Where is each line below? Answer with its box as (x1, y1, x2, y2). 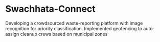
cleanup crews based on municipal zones (20, 31, 108, 37)
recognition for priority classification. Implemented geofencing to (5, 25, 142, 31)
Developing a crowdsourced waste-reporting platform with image (5, 20, 143, 26)
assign (5, 31, 19, 37)
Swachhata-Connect (5, 3, 96, 15)
